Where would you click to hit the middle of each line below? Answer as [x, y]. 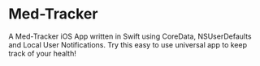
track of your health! [43, 53]
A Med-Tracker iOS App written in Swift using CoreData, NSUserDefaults [130, 36]
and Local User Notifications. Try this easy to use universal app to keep [128, 44]
